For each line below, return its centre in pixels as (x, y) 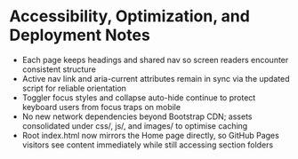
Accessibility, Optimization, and (130, 16)
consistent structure (59, 69)
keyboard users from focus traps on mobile (101, 107)
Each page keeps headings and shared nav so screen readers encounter (155, 60)
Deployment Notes (80, 35)
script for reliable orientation (74, 88)
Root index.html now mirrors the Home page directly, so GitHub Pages (151, 135)
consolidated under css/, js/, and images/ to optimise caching (135, 125)
